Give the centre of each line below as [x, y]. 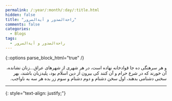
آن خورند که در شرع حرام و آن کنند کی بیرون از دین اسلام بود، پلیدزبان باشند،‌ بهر [90, 73]
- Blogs [18, 34]
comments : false [23, 24]
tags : [11, 39]
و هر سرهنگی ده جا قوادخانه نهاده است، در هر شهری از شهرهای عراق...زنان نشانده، [87, 67]
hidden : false [20, 15]
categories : [18, 29]
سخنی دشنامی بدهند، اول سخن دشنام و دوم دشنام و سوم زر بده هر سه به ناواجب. [88, 78]
